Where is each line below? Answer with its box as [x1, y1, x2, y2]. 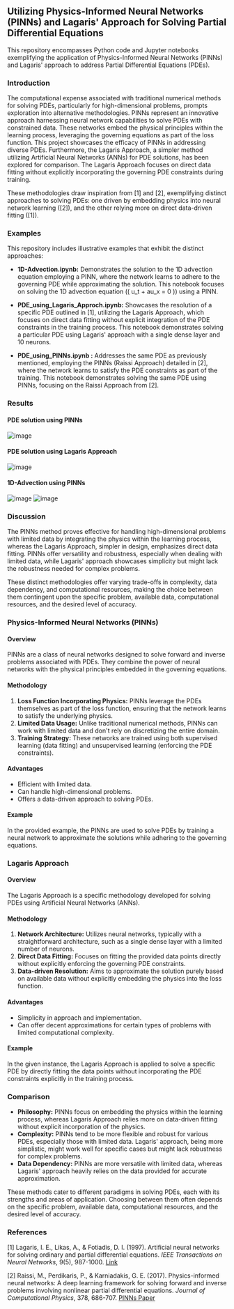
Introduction [7, 78, 50, 88]
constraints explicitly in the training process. [7, 1074, 134, 1082]
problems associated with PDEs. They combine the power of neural [7, 658, 201, 666]
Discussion [7, 512, 47, 521]
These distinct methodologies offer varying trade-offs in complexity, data [7, 578, 217, 586]
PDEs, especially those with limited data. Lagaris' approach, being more [17, 1138, 224, 1145]
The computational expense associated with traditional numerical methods [7, 94, 221, 102]
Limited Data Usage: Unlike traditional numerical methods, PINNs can [17, 719, 218, 727]
